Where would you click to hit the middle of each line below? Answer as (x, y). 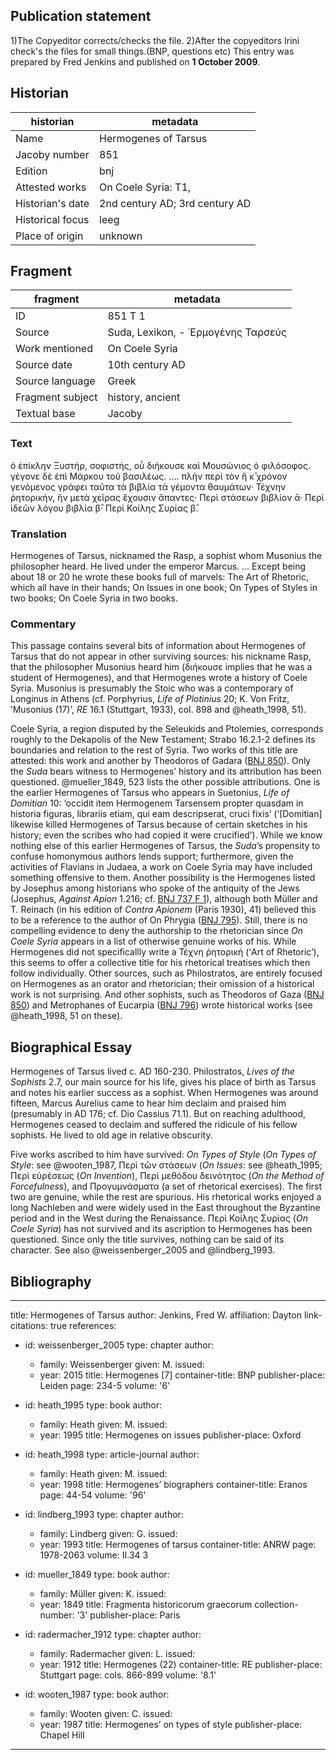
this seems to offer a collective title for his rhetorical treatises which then (160, 963)
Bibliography (51, 1281)
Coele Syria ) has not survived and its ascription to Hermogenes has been (161, 1229)
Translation (38, 534)
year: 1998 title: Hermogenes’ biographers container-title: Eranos (173, 1484)
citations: (29, 1325)
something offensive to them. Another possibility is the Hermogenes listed (163, 878)
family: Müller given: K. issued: (103, 1593)
